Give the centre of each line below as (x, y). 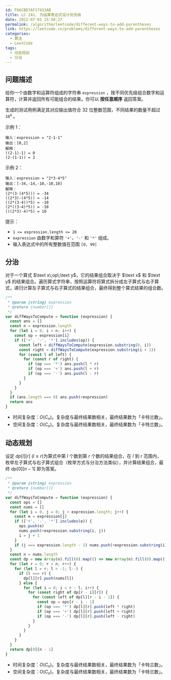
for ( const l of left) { (45, 355)
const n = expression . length (41, 326)
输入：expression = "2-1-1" (34, 138)
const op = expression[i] (42, 335)
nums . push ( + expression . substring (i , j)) (62, 531)
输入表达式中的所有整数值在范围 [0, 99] (55, 244)
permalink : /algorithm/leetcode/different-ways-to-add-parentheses (78, 24)
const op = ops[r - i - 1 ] (66, 602)
